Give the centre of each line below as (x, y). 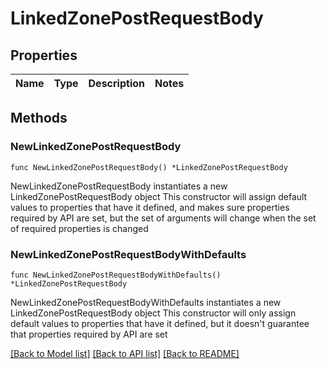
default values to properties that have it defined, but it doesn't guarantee (160, 323)
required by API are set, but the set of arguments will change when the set (163, 218)
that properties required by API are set (89, 334)
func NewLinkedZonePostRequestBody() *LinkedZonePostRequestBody (149, 167)
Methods (39, 118)
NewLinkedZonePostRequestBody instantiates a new (119, 186)
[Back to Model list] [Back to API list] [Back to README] (125, 353)
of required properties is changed (79, 228)
